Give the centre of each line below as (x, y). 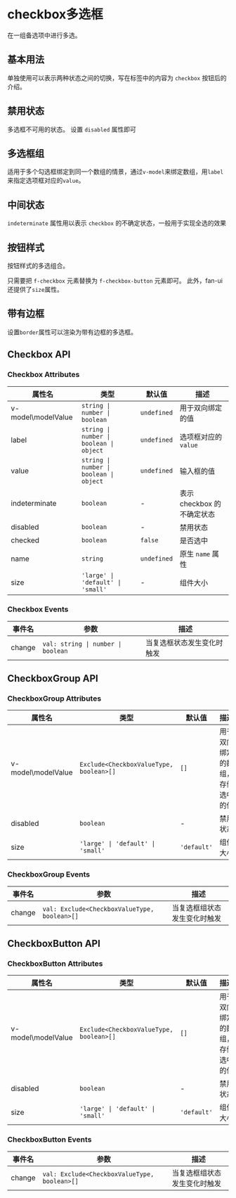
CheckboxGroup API (53, 678)
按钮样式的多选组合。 (38, 266)
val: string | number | (82, 644)
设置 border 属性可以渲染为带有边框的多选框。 (72, 332)
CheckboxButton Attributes (55, 964)
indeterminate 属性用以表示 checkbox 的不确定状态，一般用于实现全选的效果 (117, 223)
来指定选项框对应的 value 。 (46, 181)
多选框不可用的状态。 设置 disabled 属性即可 (72, 129)
